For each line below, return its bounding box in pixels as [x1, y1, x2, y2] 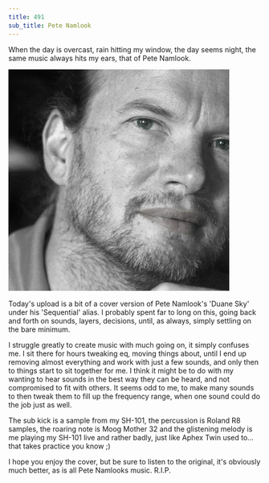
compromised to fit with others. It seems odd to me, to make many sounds [8, 382, 255, 392]
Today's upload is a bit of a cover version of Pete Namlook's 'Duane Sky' [8, 299, 250, 308]
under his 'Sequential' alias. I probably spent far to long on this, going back [8, 307, 257, 317]
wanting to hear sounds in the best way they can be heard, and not [8, 374, 230, 384]
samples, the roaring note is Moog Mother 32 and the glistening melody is [8, 423, 253, 434]
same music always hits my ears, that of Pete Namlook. [8, 53, 191, 63]
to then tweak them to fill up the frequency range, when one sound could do [8, 391, 261, 401]
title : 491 [8, 13, 45, 21]
